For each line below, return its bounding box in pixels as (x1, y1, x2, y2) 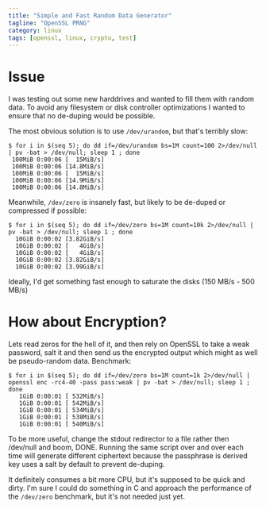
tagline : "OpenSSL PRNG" (8, 19, 91, 27)
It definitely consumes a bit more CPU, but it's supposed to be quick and (8, 475, 245, 484)
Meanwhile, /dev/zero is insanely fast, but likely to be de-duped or (8, 198, 226, 207)
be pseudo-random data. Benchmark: (8, 357, 132, 366)
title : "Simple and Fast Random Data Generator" (8, 11, 172, 20)
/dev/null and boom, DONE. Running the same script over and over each (8, 442, 244, 453)
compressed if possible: (8, 206, 87, 215)
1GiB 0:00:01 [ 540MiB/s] (18, 420, 105, 429)
